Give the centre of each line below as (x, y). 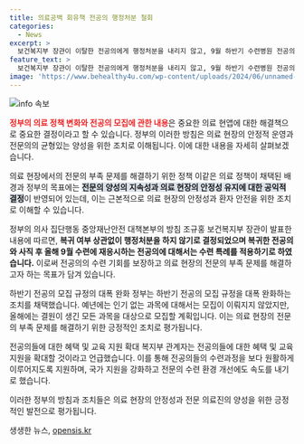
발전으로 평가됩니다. (61, 411)
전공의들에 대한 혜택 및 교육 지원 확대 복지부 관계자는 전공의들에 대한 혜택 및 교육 (152, 346)
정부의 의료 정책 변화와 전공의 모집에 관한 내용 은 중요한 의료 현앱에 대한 (133, 122)
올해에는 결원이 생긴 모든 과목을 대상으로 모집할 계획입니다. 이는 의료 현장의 (142, 316)
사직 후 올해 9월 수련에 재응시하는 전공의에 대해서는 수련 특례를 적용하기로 (147, 251)
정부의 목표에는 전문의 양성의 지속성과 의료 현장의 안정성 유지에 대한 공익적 (156, 187)
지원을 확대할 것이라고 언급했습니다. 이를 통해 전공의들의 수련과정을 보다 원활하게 (152, 357)
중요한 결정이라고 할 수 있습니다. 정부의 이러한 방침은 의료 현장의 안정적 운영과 (156, 134)
